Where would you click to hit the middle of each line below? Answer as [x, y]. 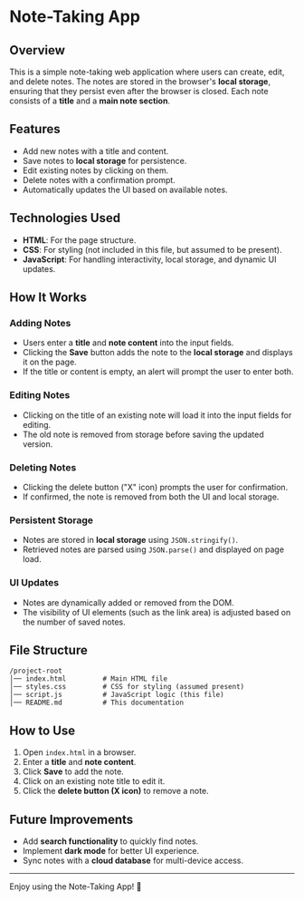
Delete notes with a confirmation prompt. [99, 179]
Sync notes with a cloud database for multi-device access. [133, 860]
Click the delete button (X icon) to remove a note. [116, 791]
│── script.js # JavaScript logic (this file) [117, 695]
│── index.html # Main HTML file [89, 679]
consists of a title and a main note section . [90, 101]
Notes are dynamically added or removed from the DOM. [128, 602]
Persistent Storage [51, 520]
